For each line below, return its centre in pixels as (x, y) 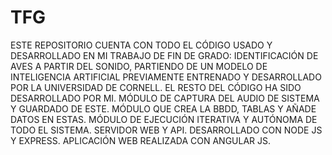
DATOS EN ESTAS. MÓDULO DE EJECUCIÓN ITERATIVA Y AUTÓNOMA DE (164, 119)
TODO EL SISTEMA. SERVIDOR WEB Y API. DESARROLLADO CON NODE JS (166, 130)
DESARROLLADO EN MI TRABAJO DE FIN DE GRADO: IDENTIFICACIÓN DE (164, 55)
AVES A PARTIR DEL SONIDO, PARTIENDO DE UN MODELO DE (139, 66)
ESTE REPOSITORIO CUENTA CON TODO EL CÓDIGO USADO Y (141, 45)
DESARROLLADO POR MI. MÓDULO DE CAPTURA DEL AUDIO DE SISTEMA (165, 98)
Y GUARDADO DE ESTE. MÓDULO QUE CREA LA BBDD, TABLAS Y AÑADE (163, 108)
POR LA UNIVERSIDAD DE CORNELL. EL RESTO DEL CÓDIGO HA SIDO (156, 87)
